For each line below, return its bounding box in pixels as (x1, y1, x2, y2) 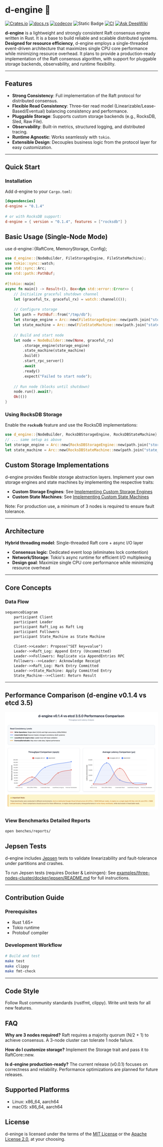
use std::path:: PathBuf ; (5, 271, 55, 276)
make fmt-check (5, 969, 36, 974)
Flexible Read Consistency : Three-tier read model (12, 103, 114, 109)
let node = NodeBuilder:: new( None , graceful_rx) (14, 338, 114, 343)
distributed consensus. (12, 97, 58, 104)
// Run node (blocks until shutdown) (14, 384, 90, 389)
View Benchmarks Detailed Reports (5, 817, 91, 824)
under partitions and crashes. (5, 860, 64, 866)
